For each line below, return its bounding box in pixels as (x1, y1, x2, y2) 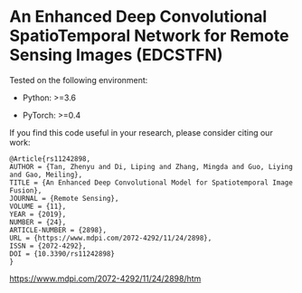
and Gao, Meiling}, (9, 170, 83, 179)
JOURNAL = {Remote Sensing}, (9, 194, 119, 203)
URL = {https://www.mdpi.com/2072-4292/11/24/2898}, (9, 233, 212, 242)
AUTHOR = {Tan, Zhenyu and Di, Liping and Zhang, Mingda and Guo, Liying (9, 162, 294, 171)
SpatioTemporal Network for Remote (9, 25, 289, 46)
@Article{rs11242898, (9, 154, 91, 164)
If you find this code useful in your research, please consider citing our (9, 127, 273, 137)
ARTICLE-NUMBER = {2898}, (9, 225, 107, 234)
